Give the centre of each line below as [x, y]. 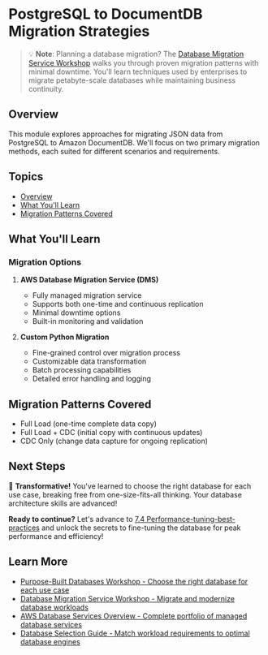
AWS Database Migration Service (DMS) [89, 280]
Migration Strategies [79, 31]
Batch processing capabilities [82, 370]
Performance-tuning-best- [190, 519]
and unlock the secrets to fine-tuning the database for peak [141, 528]
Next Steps [37, 466]
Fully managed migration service [87, 295]
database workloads [54, 607]
